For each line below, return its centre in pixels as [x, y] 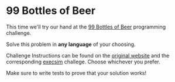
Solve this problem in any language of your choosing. [71, 44]
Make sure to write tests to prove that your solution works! [76, 73]
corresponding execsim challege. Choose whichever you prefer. [83, 62]
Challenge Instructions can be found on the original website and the [88, 55]
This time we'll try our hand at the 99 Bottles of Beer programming [86, 27]
